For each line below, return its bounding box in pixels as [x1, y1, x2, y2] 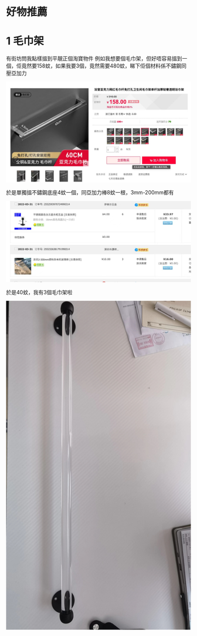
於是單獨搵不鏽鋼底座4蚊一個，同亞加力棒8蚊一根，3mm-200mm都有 [6, 189, 174, 196]
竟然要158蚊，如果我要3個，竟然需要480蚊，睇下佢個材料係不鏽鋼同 [21, 62, 186, 69]
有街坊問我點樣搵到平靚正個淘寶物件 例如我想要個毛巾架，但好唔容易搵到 [6, 55, 182, 62]
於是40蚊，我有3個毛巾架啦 [6, 289, 73, 296]
